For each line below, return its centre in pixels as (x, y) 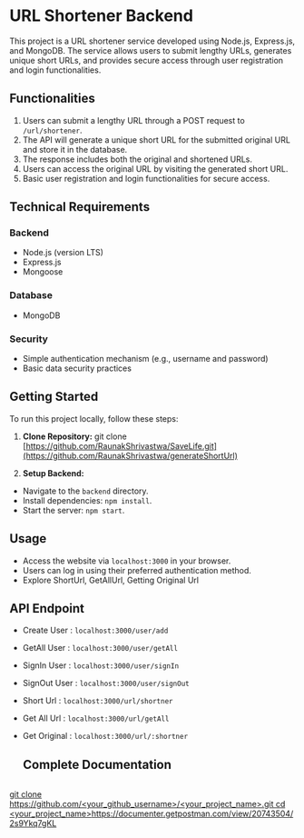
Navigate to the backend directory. (85, 491)
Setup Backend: (53, 473)
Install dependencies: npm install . (87, 500)
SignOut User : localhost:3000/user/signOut (106, 683)
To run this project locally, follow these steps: (94, 418)
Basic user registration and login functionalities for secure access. (146, 178)
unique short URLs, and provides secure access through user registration (147, 60)
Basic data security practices (77, 368)
